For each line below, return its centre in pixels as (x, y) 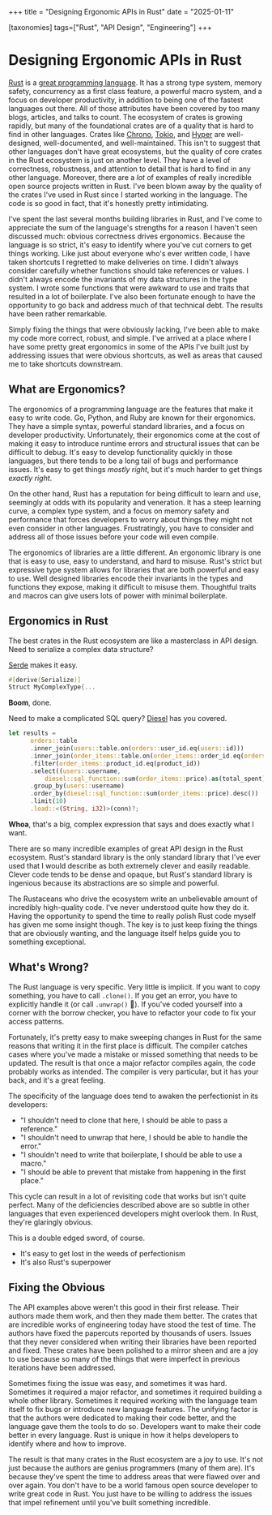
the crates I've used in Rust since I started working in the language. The (128, 195)
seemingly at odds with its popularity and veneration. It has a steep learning (135, 502)
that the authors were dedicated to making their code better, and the (122, 1418)
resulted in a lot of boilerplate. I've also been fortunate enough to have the (132, 296)
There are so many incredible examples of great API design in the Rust (126, 848)
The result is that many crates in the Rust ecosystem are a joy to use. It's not (136, 1459)
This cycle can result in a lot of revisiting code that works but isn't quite (127, 1196)
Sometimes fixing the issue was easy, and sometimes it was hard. (118, 1383)
